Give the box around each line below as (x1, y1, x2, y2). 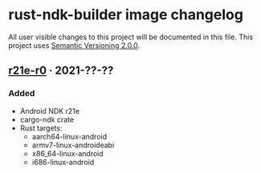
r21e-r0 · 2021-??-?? (8, 64, 114, 78)
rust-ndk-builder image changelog (8, 6, 243, 24)
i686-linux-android (31, 157, 95, 167)
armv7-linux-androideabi (31, 140, 115, 150)
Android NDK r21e (19, 106, 80, 115)
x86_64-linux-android (31, 148, 104, 158)
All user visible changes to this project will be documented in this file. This (8, 32, 254, 42)
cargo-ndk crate (19, 115, 75, 124)
